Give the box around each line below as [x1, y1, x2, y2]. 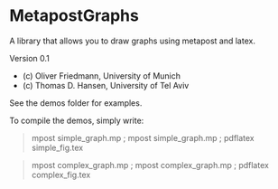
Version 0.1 [9, 52, 50, 63]
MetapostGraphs [9, 5, 140, 26]
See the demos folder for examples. [9, 97, 143, 109]
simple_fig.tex [31, 142, 84, 153]
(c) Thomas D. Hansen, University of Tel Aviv [22, 80, 190, 90]
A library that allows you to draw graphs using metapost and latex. [9, 35, 255, 46]
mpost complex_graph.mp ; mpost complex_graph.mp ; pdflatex [31, 159, 269, 170]
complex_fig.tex [31, 169, 91, 180]
